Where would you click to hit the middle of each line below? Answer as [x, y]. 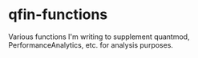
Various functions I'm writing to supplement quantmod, [99, 37]
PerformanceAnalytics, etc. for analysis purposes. [91, 44]
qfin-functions [58, 15]
